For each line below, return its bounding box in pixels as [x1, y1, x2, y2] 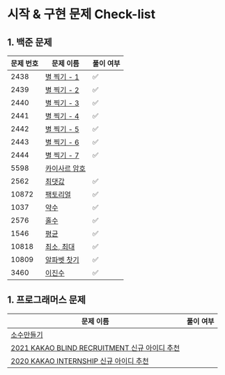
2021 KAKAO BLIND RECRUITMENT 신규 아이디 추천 [10, 343, 180, 353]
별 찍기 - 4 [45, 112, 79, 121]
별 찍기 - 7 [45, 151, 79, 160]
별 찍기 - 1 [45, 72, 79, 82]
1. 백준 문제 [7, 36, 52, 48]
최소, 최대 [45, 242, 75, 252]
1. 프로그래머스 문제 [7, 294, 86, 306]
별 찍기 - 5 [45, 125, 79, 134]
